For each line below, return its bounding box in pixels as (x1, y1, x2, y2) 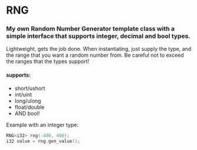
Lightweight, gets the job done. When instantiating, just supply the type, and (6, 45, 192, 53)
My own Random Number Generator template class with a (6, 25, 175, 33)
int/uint (14, 91, 32, 98)
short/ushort (14, 84, 45, 92)
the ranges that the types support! (6, 58, 90, 65)
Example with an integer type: (6, 121, 78, 128)
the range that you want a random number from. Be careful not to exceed (6, 51, 184, 59)
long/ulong (14, 97, 41, 104)
